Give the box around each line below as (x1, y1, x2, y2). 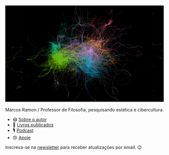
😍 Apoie (12, 134, 31, 140)
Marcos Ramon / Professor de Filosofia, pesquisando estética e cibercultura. (5, 106, 164, 112)
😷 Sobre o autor (12, 116, 47, 122)
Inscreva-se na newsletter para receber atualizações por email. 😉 (5, 144, 142, 150)
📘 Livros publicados (12, 121, 54, 127)
